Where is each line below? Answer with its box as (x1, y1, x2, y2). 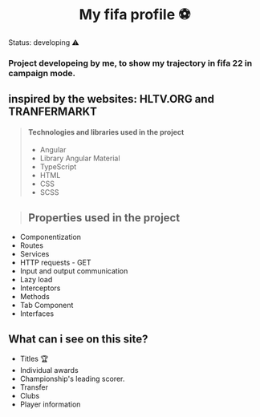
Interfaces (19, 309, 55, 318)
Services (19, 249, 50, 259)
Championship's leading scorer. (19, 374, 125, 384)
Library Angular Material (39, 153, 120, 164)
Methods (19, 292, 50, 302)
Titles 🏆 (19, 354, 49, 364)
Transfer (19, 383, 49, 392)
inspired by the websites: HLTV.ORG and (8, 92, 215, 106)
